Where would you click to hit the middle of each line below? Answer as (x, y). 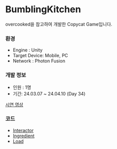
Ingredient (24, 136)
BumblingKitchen (43, 9)
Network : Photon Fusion (39, 61)
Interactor (23, 130)
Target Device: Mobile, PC (40, 56)
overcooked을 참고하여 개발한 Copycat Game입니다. (59, 24)
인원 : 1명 (22, 87)
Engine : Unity (27, 50)
